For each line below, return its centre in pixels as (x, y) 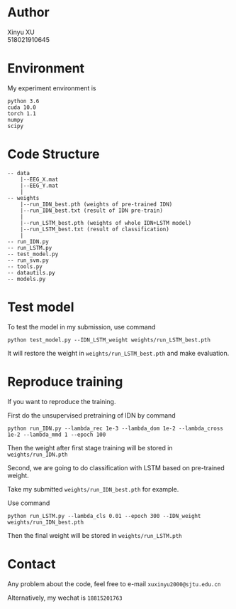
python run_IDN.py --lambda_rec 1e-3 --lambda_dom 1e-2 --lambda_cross (115, 428)
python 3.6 (23, 101)
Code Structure (54, 154)
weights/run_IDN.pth (38, 455)
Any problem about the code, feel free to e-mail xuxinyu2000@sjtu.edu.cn (114, 583)
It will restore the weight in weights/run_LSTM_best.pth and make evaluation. (118, 353)
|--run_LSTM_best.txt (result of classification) (95, 229)
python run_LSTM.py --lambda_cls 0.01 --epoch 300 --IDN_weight (104, 516)
